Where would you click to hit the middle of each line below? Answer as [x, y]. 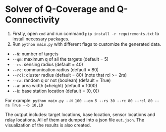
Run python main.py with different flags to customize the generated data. [86, 44]
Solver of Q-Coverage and [60, 9]
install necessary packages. [41, 39]
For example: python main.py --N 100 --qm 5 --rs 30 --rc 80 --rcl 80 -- [82, 100]
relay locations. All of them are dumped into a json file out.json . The [75, 120]
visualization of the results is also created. [48, 125]
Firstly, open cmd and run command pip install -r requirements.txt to [86, 33]
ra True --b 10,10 [24, 105]
